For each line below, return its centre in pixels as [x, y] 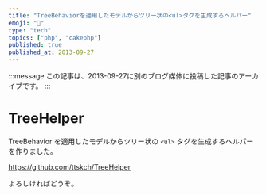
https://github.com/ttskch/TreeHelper [70, 166]
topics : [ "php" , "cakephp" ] [55, 38]
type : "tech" [30, 30]
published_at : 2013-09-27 [51, 52]
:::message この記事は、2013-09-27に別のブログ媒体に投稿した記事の [123, 76]
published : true [35, 45]
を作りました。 [33, 151]
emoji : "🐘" [26, 23]
